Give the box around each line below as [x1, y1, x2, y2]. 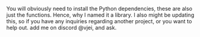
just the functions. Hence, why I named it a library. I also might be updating [6, 11, 195, 18]
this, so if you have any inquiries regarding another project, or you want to [6, 18, 192, 24]
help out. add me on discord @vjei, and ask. [6, 24, 117, 31]
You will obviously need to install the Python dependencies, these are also [6, 5, 193, 12]
